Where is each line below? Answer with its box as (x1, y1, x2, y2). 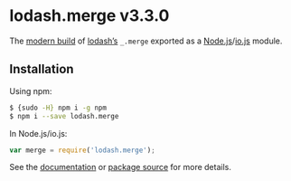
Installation (9, 62, 74, 77)
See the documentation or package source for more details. (9, 162, 232, 173)
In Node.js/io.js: (9, 128, 68, 138)
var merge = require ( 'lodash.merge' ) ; (9, 146, 155, 155)
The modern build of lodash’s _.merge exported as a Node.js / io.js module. (9, 35, 283, 46)
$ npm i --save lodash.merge (9, 111, 119, 120)
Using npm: (9, 85, 52, 96)
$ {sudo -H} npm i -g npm (9, 103, 107, 112)
